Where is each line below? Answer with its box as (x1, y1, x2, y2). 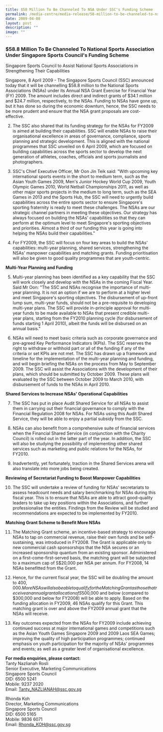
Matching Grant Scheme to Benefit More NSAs (5, 520, 101, 526)
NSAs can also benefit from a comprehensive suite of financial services (12, 426, 155, 431)
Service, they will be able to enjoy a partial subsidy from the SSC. (12, 416, 143, 422)
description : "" (5, 25, 38, 30)
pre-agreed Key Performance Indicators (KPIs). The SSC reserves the (12, 340, 151, 346)
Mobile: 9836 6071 (5, 716, 43, 722)
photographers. (12, 159, 44, 165)
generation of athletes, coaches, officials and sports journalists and (12, 154, 147, 160)
